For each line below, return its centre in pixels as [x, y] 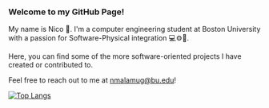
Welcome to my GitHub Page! [66, 12]
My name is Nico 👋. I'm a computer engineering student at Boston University [134, 29]
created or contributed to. [51, 65]
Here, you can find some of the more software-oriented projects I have [125, 56]
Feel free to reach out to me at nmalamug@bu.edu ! [92, 80]
